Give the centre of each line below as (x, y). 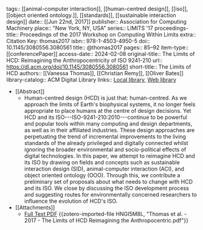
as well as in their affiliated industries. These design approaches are (109, 130)
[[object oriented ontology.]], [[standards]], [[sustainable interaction (91, 15)
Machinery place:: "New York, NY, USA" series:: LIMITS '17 (80, 28)
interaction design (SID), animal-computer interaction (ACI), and (104, 169)
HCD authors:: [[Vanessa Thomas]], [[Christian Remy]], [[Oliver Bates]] (95, 73)
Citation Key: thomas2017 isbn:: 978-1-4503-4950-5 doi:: (78, 41)
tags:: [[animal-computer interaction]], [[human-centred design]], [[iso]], (97, 9)
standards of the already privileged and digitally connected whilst (106, 143)
